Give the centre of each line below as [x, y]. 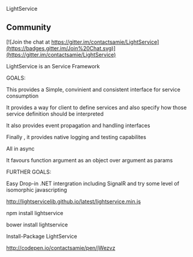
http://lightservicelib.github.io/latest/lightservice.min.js [73, 201]
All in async [20, 149]
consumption [22, 96]
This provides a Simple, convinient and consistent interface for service [94, 89]
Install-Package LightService [42, 236]
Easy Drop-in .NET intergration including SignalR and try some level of [93, 183]
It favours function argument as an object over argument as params [90, 160]
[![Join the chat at [28, 42]
